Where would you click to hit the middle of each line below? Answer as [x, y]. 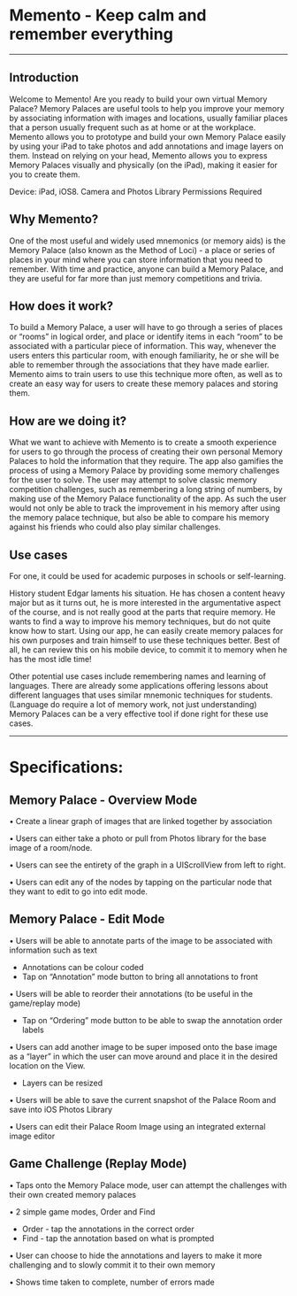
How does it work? [61, 306]
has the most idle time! [50, 659]
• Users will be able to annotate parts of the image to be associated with [141, 940]
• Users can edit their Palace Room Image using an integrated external [137, 1126]
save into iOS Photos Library [61, 1109]
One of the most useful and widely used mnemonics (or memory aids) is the [147, 241]
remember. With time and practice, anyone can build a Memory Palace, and [146, 269]
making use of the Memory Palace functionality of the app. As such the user [148, 499]
